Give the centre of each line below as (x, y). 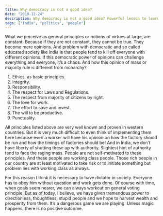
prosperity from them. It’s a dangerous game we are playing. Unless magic (80, 203)
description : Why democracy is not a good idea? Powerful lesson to (76, 18)
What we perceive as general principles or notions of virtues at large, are (78, 37)
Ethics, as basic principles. (39, 77)
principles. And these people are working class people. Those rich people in (81, 158)
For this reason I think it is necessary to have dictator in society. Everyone (79, 178)
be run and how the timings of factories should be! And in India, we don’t (78, 143)
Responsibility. (27, 87)
